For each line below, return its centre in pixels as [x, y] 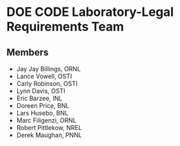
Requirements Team [66, 27]
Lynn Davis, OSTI [41, 91]
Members [28, 52]
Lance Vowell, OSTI [44, 76]
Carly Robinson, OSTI [47, 83]
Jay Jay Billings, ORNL [48, 69]
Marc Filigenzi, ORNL [47, 120]
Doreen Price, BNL [43, 106]
